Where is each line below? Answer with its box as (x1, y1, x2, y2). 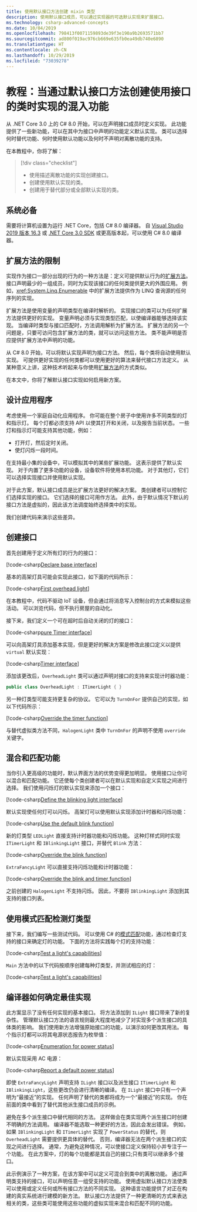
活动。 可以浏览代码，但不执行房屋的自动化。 (6, 605, 116, 612)
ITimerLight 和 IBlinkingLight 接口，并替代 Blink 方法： (6, 840, 144, 847)
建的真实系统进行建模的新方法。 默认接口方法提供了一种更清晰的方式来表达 (6, 1193, 188, 1199)
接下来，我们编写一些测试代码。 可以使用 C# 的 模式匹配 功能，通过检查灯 (6, 930, 182, 937)
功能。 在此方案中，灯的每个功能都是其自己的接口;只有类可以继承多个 (11, 1150, 179, 1157)
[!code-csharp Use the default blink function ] (6, 820, 114, 827)
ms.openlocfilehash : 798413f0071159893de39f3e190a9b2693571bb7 (6, 31, 164, 37)
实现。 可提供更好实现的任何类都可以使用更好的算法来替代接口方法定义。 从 (6, 356, 189, 364)
